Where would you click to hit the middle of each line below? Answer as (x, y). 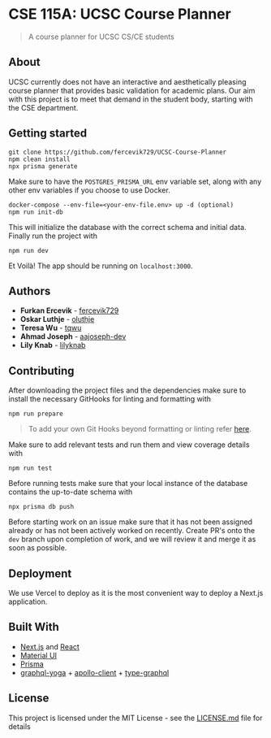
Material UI (39, 655)
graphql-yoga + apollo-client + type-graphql (95, 672)
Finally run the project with (53, 236)
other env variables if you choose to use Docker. (89, 190)
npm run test (30, 468)
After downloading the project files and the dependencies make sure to (127, 390)
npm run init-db (36, 212)
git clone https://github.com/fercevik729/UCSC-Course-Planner (118, 152)
